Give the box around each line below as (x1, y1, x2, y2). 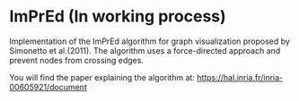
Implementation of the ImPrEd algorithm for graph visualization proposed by (9, 36, 290, 46)
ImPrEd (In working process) (9, 6, 226, 27)
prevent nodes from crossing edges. (9, 55, 144, 65)
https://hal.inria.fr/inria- (197, 72, 284, 82)
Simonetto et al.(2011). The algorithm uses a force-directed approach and (9, 45, 281, 55)
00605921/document (9, 81, 87, 92)
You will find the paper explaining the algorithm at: (9, 72, 196, 82)
